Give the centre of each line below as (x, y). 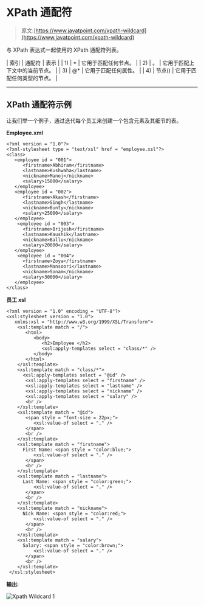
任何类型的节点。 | (34, 78)
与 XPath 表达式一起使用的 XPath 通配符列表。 (64, 50)
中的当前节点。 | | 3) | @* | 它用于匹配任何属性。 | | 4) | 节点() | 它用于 (104, 70)
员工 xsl (16, 299)
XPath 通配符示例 (39, 105)
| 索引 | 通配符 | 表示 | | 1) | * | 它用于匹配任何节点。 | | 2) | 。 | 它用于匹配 (98, 63)
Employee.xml (25, 133)
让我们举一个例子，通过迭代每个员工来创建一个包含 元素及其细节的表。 (94, 120)
